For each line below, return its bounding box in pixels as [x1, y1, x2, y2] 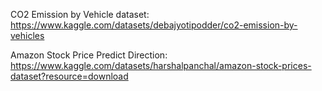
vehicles [10, 30, 45, 41]
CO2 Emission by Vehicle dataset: [10, 9, 150, 20]
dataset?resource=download [10, 70, 129, 82]
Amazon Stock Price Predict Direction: [10, 49, 168, 61]
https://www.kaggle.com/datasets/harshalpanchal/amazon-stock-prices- [10, 60, 312, 71]
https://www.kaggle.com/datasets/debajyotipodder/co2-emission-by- [10, 19, 298, 31]
